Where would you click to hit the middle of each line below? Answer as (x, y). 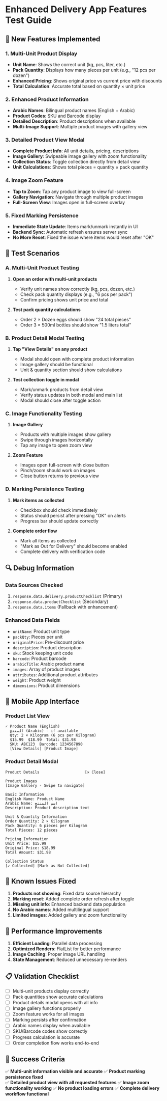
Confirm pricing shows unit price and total (64, 299)
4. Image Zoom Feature (34, 180)
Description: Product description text (47, 808)
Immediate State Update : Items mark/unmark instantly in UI (75, 227)
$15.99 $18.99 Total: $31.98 (43, 740)
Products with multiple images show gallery (66, 434)
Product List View (27, 715)
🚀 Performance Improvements (54, 931)
